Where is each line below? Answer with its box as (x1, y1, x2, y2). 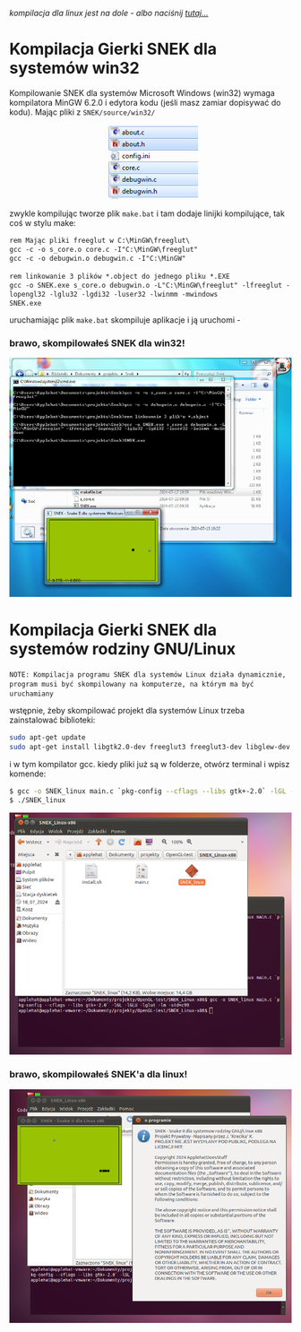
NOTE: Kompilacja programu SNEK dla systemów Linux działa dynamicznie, (9, 670, 287, 679)
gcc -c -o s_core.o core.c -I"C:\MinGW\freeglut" (9, 245, 199, 254)
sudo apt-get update (9, 732, 87, 742)
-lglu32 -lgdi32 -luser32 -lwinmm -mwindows (48, 290, 219, 298)
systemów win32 (9, 58, 141, 79)
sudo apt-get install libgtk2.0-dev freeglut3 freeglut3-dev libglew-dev (9, 742, 291, 751)
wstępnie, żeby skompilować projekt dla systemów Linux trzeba (9, 705, 245, 715)
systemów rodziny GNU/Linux (9, 639, 236, 660)
